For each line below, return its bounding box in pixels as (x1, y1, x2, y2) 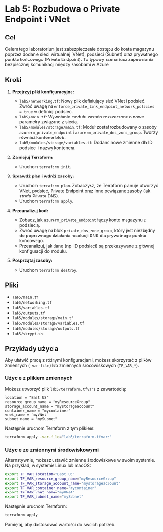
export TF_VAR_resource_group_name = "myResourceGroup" (5, 476, 117, 481)
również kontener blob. (19, 134, 66, 140)
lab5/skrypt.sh (12, 331, 43, 336)
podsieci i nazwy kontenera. (19, 145, 76, 151)
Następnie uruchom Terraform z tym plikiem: (5, 425, 95, 431)
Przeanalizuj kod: (12, 207, 49, 213)
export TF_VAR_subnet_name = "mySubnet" (5, 494, 84, 499)
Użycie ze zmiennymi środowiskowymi (5, 446, 99, 453)
